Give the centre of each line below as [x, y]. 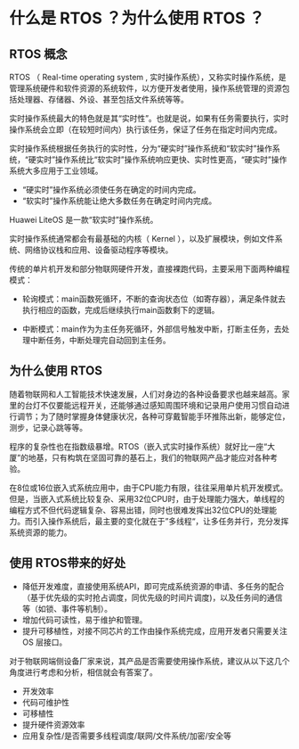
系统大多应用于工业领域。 [56, 171]
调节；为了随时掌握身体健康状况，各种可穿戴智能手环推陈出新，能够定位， [153, 416]
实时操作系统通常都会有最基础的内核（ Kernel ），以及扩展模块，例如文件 [142, 239]
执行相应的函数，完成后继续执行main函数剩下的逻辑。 [121, 310]
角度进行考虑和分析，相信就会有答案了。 [83, 672]
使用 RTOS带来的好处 [68, 563]
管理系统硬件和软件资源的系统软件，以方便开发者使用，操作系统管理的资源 [145, 88]
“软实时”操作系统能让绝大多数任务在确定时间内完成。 [119, 201]
